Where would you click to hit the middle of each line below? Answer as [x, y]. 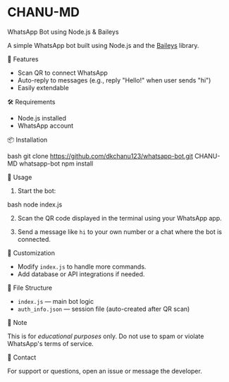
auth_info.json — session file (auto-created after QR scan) [104, 309]
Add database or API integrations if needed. [81, 274]
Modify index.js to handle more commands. [82, 266]
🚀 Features [23, 59]
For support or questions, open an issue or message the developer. [105, 371]
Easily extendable [43, 87]
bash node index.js [35, 204]
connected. [34, 239]
